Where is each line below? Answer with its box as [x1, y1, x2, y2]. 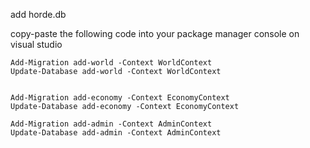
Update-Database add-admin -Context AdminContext [10, 128, 222, 138]
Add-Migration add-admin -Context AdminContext [10, 119, 213, 129]
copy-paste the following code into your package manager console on [10, 28, 300, 39]
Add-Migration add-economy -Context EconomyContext [10, 93, 230, 103]
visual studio [10, 39, 63, 50]
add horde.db [10, 9, 67, 20]
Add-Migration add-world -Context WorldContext [10, 58, 213, 68]
